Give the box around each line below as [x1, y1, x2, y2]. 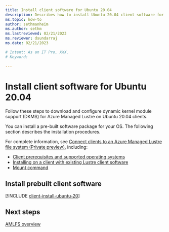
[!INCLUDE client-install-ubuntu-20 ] [5, 193, 80, 199]
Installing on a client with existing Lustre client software [12, 159, 129, 165]
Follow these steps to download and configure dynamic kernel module [5, 108, 152, 114]
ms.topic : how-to [5, 17, 42, 22]
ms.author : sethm [5, 26, 42, 31]
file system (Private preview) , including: [5, 144, 88, 150]
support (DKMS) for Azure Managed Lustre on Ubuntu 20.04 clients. [5, 114, 148, 120]
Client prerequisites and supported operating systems [12, 154, 125, 160]
